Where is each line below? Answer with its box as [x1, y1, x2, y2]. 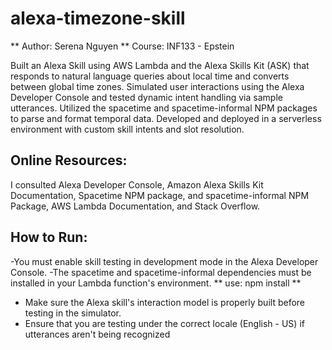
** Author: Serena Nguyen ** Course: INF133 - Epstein [10, 40, 235, 52]
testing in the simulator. [24, 307, 122, 319]
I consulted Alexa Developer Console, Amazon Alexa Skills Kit [10, 178, 264, 191]
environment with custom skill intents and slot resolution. [10, 123, 245, 135]
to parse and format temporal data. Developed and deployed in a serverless [10, 112, 322, 124]
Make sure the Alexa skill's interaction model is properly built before [24, 296, 306, 308]
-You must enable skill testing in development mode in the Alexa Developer [10, 255, 319, 267]
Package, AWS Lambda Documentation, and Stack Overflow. [10, 200, 261, 212]
